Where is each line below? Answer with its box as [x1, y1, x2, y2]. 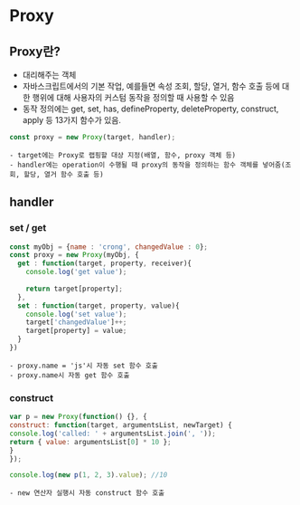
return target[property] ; [25, 284, 124, 293]
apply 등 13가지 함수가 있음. [22, 115, 122, 125]
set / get [9, 222, 47, 234]
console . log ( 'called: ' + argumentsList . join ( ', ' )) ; [9, 429, 217, 438]
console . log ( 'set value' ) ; [25, 310, 127, 319]
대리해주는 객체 [22, 70, 77, 80]
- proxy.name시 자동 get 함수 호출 [9, 370, 130, 380]
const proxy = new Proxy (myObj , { [9, 251, 140, 260]
